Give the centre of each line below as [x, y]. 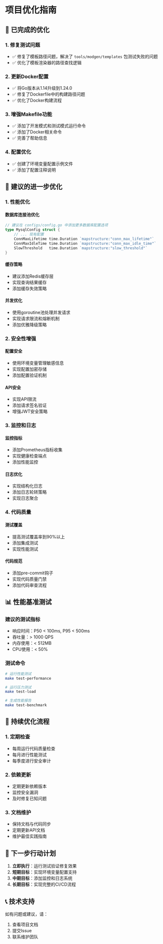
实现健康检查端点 [29, 456]
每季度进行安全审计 [32, 761]
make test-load [21, 692]
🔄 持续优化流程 [27, 722]
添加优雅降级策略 [29, 325]
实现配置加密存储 [29, 369]
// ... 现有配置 [29, 234]
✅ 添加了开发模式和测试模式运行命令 [49, 126]
